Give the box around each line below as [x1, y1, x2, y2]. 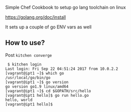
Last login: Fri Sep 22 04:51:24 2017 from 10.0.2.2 [5, 66, 118, 71]
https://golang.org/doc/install [5, 14, 67, 20]
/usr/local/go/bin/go [5, 75, 51, 80]
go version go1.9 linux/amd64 [5, 84, 69, 89]
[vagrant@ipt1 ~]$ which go [5, 70, 64, 76]
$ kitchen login [7, 62, 42, 67]
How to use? [5, 39, 45, 47]
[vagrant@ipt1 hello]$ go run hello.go [5, 93, 89, 98]
